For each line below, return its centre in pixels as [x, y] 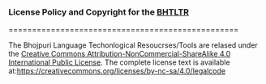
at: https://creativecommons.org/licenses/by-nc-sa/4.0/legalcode [117, 71]
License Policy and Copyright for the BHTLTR [99, 12]
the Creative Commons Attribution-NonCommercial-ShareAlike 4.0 [120, 54]
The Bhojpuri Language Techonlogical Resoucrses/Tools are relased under [133, 45]
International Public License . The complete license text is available [119, 62]
